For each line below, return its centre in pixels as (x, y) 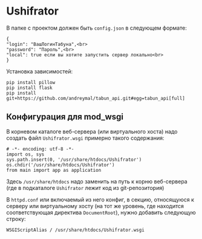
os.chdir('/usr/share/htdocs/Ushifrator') (60, 165)
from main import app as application (54, 170)
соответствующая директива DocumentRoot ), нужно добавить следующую (101, 212)
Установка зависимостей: (40, 71)
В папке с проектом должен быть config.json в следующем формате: (97, 28)
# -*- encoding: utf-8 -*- (40, 149)
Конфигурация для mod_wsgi (65, 117)
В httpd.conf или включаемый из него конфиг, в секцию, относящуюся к (100, 199)
